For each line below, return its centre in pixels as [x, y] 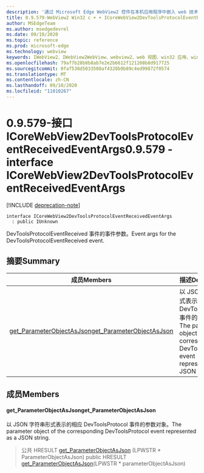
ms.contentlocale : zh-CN [38, 80]
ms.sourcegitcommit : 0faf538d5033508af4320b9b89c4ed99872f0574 [88, 68]
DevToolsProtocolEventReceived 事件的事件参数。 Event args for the [91, 233]
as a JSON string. [28, 438]
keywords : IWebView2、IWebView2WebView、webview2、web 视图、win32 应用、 [99, 57]
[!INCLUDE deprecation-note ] [43, 205]
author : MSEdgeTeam [31, 23]
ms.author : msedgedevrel [38, 29]
